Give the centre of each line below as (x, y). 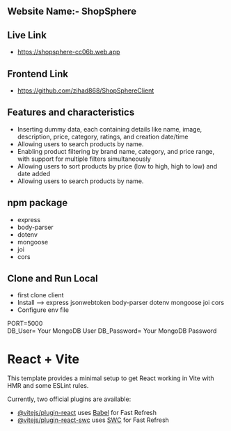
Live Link (27, 35)
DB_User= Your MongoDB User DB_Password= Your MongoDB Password (112, 331)
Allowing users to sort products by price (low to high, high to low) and (117, 166)
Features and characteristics (71, 112)
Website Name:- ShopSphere (72, 11)
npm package (38, 203)
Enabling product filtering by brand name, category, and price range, (115, 151)
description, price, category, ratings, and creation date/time (103, 136)
